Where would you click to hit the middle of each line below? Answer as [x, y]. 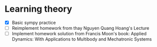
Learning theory [38, 9]
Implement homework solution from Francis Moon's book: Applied [79, 34]
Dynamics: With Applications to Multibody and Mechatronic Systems [82, 39]
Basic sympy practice [34, 23]
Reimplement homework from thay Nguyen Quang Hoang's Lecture [80, 28]
